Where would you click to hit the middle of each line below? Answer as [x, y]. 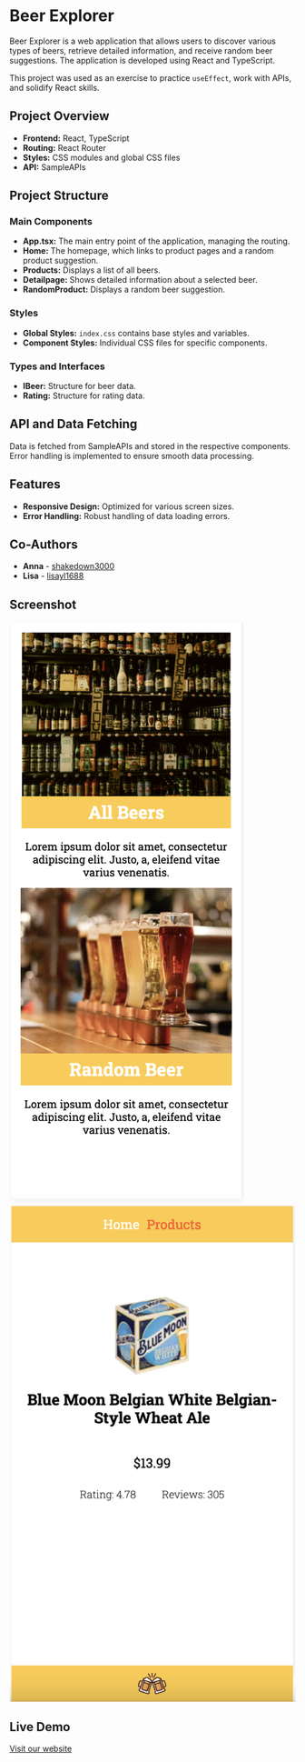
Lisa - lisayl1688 [53, 576]
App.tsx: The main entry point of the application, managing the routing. [156, 241]
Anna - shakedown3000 [69, 566]
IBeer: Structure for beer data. [79, 386]
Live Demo [40, 1727]
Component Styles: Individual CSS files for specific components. [145, 343]
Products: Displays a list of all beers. [91, 270]
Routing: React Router [64, 147]
